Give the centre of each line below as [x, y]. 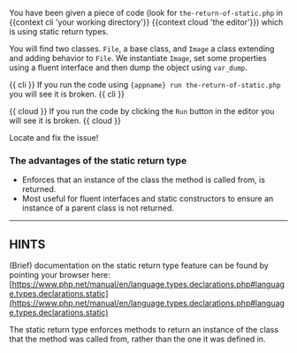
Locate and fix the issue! [54, 138]
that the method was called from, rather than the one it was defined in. [137, 339]
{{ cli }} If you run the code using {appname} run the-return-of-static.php [145, 84]
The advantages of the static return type [98, 160]
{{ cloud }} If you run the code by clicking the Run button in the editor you [142, 111]
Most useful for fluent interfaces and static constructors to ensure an [148, 199]
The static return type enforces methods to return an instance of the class [144, 330]
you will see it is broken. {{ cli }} [67, 94]
